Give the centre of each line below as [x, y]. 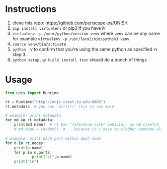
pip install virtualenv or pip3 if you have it [59, 28]
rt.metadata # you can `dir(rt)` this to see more [60, 107]
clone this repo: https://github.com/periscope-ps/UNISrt [70, 23]
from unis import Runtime [32, 93]
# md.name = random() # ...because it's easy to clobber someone [84, 129]
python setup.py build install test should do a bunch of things [80, 59]
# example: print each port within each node [53, 138]
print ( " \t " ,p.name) [52, 157]
